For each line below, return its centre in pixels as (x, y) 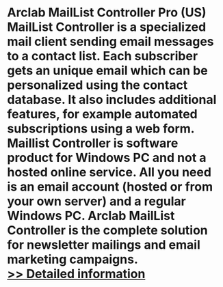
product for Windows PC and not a (107, 158)
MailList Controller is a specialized (107, 27)
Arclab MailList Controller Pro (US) (107, 13)
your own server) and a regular (97, 201)
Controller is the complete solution (108, 231)
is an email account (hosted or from (110, 187)
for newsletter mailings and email (104, 245)
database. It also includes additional (112, 100)
